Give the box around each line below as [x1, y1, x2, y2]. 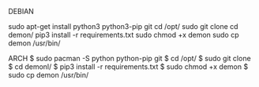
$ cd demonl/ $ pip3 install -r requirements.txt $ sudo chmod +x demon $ [8, 62, 249, 71]
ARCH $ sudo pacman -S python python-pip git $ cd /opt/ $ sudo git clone [8, 54, 251, 63]
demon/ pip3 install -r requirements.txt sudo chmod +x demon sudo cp [8, 31, 239, 39]
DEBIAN [8, 7, 34, 16]
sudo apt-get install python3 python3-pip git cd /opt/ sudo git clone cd [8, 22, 238, 31]
